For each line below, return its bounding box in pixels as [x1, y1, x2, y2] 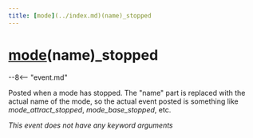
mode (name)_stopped [8, 45, 159, 64]
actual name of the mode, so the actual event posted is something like [8, 97, 239, 106]
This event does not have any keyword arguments [8, 120, 173, 130]
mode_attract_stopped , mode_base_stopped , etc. [8, 104, 172, 114]
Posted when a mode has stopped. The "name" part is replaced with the [8, 88, 246, 97]
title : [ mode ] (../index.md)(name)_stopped [8, 11, 152, 20]
